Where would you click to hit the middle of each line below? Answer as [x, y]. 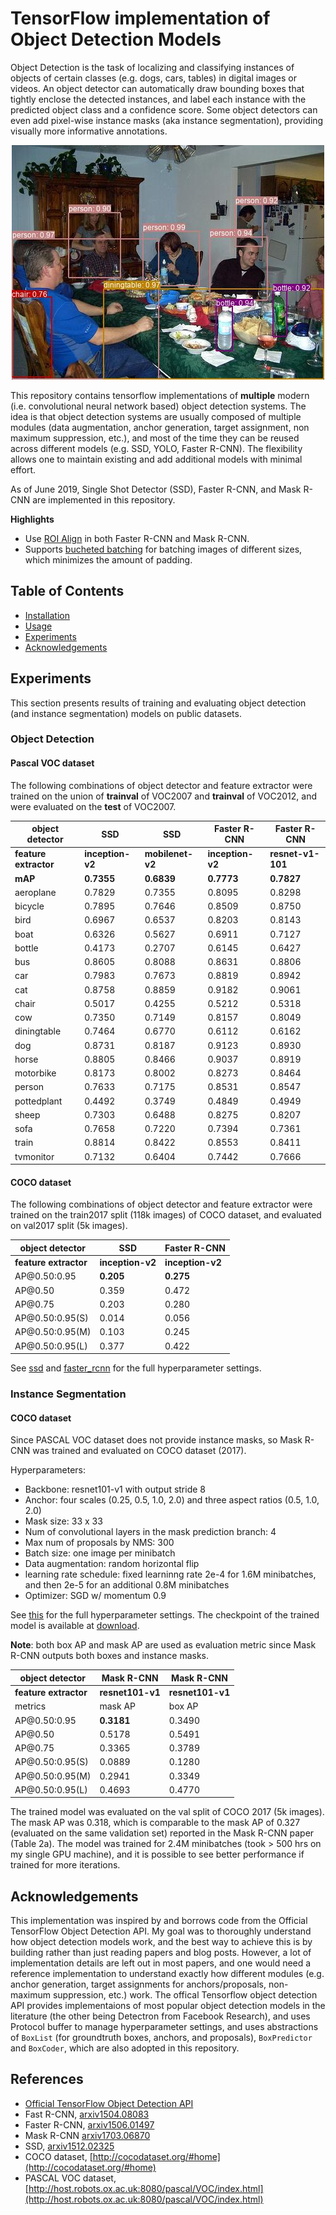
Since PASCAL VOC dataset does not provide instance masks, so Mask [156, 1440]
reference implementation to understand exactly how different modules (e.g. [167, 1974]
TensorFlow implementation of [140, 18]
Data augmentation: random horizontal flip [112, 1564]
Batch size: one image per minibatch [100, 1553]
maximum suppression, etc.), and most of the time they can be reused [155, 438]
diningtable [38, 1031]
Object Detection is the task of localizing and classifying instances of [152, 67]
